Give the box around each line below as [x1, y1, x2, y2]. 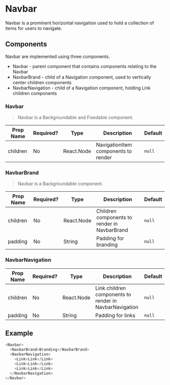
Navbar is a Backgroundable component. [17, 181, 103, 187]
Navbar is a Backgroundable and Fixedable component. [17, 115, 134, 121]
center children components [12, 79, 72, 85]
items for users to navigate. [5, 25, 62, 31]
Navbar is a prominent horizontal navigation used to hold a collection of [5, 20, 154, 26]
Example [5, 329, 33, 338]
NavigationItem [96, 142, 133, 149]
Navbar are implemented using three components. [5, 53, 110, 59]
